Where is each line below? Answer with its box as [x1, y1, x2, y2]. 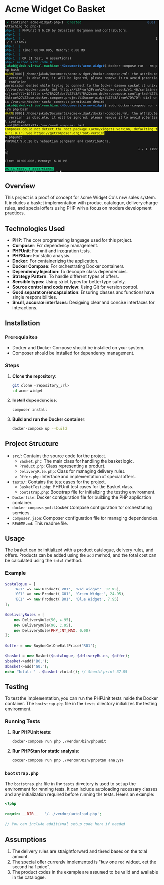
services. [12, 509, 31, 516]
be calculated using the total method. [5, 558, 82, 564]
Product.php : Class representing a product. [19, 463, 106, 469]
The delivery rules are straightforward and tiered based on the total [12, 848, 147, 854]
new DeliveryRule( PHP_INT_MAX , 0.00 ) [14, 628, 91, 633]
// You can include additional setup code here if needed [5, 822, 125, 827]
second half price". [12, 864, 50, 870]
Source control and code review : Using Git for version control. [12, 284, 139, 290]
